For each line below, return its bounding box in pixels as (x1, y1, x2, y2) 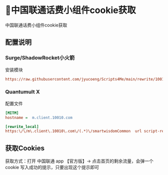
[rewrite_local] (5, 124, 39, 129)
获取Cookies (5, 143, 45, 152)
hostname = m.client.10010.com (5, 115, 72, 120)
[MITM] (5, 110, 19, 115)
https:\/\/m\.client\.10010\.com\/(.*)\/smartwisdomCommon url (5, 128, 142, 134)
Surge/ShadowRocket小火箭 (5, 54, 75, 61)
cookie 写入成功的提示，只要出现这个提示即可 (5, 164, 99, 170)
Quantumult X (5, 88, 40, 95)
